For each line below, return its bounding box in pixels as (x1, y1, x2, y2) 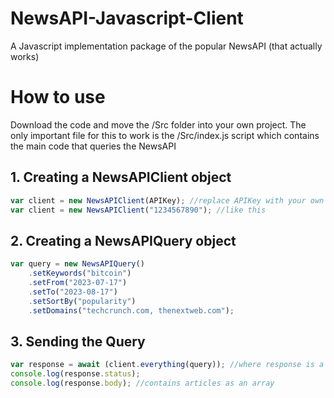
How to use (10, 86, 106, 109)
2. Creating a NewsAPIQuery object (10, 232, 237, 249)
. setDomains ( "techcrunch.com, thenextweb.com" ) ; (28, 305, 235, 316)
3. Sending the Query (10, 333, 146, 350)
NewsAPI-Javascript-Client (10, 7, 244, 30)
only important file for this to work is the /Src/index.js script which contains (10, 129, 320, 141)
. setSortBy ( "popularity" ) (28, 296, 137, 306)
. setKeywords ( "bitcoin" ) (28, 268, 132, 279)
